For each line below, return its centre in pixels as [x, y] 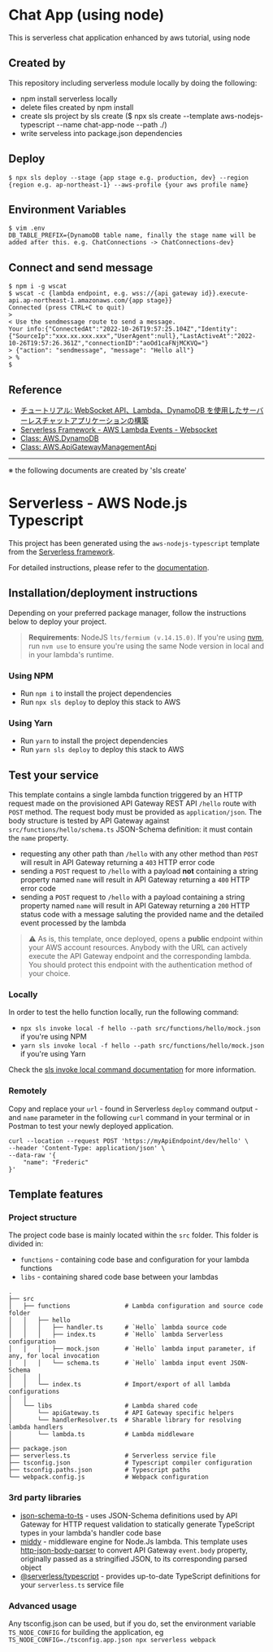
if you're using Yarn [53, 1054]
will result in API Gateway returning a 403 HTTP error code [117, 863]
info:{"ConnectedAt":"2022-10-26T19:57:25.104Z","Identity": [132, 329]
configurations [34, 1392]
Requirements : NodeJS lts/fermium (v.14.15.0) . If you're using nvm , [146, 637]
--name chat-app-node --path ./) [112, 125]
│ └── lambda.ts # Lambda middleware [102, 1435]
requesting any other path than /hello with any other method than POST [139, 854]
